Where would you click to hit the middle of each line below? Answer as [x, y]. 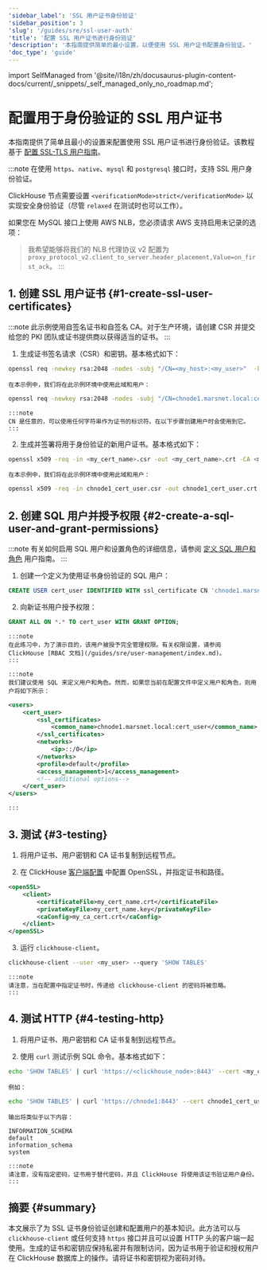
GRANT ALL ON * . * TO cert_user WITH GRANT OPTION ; [94, 621]
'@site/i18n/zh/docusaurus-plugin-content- [165, 75]
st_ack [39, 267]
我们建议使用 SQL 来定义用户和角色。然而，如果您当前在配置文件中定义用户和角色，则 [130, 682]
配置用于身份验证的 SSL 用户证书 [115, 118]
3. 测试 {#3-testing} [58, 834]
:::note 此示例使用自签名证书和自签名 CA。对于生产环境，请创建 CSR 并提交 [132, 326]
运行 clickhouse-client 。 [62, 948]
